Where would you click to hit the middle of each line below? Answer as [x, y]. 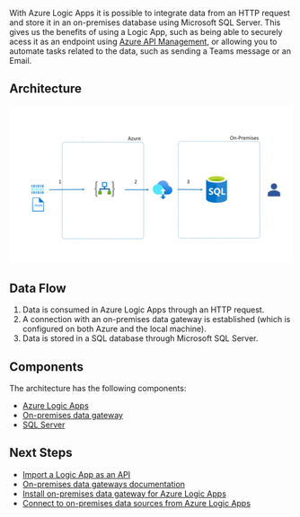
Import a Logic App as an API [76, 474]
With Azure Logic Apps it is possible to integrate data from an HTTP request [150, 13]
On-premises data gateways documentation [104, 484]
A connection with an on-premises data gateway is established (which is [156, 320]
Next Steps [41, 453]
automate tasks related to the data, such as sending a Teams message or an [150, 51]
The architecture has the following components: [98, 388]
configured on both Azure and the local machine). [114, 329]
